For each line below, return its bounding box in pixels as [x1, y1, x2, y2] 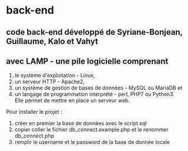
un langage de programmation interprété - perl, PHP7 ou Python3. [14, 91, 174, 98]
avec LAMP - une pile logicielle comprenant [6, 56, 169, 66]
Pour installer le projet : [6, 109, 63, 116]
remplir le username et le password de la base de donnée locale [14, 139, 170, 146]
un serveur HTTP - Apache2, [14, 78, 85, 86]
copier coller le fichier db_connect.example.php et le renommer [14, 126, 169, 133]
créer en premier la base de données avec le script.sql [14, 120, 147, 127]
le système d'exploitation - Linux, [14, 72, 95, 79]
